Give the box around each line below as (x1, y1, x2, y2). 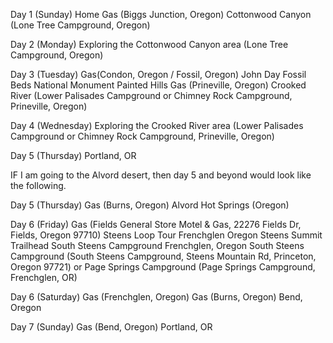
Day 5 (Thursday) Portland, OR (10, 150, 137, 161)
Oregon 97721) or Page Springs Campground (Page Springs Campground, (10, 261, 316, 273)
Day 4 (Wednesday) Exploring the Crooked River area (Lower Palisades (10, 120, 304, 131)
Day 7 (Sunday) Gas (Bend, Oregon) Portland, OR (10, 321, 213, 333)
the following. (10, 180, 67, 191)
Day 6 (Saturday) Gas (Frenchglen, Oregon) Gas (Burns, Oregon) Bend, (10, 291, 303, 303)
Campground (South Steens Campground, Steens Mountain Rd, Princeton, (10, 250, 317, 262)
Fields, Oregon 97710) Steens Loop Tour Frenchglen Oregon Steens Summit (10, 229, 323, 241)
